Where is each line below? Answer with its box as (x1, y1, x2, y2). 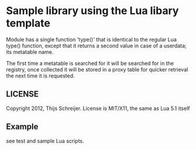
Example (6, 122, 39, 132)
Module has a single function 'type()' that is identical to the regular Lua (6, 36, 177, 43)
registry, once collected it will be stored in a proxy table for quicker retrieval (6, 66, 188, 73)
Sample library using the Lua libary (6, 4, 179, 18)
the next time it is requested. (6, 72, 75, 79)
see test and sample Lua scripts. (6, 137, 85, 144)
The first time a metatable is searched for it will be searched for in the (6, 60, 174, 67)
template (6, 16, 51, 30)
